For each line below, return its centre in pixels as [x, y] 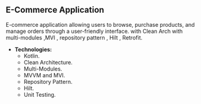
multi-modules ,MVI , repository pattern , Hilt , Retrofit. [74, 37]
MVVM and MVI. [44, 75]
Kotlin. [32, 56]
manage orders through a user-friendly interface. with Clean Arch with [94, 31]
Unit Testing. [40, 94]
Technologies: [33, 49]
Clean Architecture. [48, 62]
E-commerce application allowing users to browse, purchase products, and [100, 24]
